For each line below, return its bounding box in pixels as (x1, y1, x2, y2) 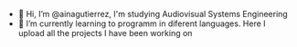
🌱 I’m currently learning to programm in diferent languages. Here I (17, 18, 267, 29)
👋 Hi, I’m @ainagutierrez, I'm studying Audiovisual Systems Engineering (17, 9, 288, 19)
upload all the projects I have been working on (17, 28, 193, 38)
